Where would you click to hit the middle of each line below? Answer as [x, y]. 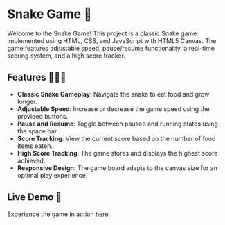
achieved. [31, 160]
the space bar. [38, 131]
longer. [27, 101]
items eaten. [35, 146]
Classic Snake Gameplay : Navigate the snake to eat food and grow [113, 94]
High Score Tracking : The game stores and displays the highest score [117, 153]
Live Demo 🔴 [35, 197]
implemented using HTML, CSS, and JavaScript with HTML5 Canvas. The [112, 40]
